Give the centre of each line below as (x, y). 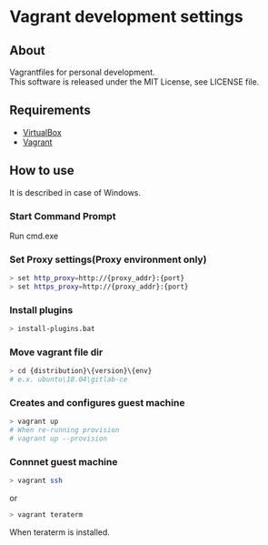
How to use (42, 171)
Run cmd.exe (34, 236)
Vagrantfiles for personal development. (82, 72)
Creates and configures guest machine (97, 403)
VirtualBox (42, 132)
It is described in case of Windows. (75, 192)
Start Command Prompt (63, 216)
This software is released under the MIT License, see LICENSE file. (134, 82)
